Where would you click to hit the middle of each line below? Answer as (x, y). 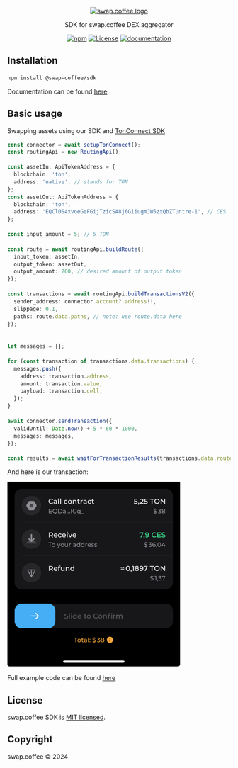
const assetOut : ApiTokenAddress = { (63, 197)
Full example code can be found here (62, 678)
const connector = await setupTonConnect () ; (74, 145)
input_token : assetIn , (47, 256)
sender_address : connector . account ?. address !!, (85, 301)
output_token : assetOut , (50, 264)
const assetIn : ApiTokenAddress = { (61, 167)
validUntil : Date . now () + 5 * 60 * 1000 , (76, 429)
